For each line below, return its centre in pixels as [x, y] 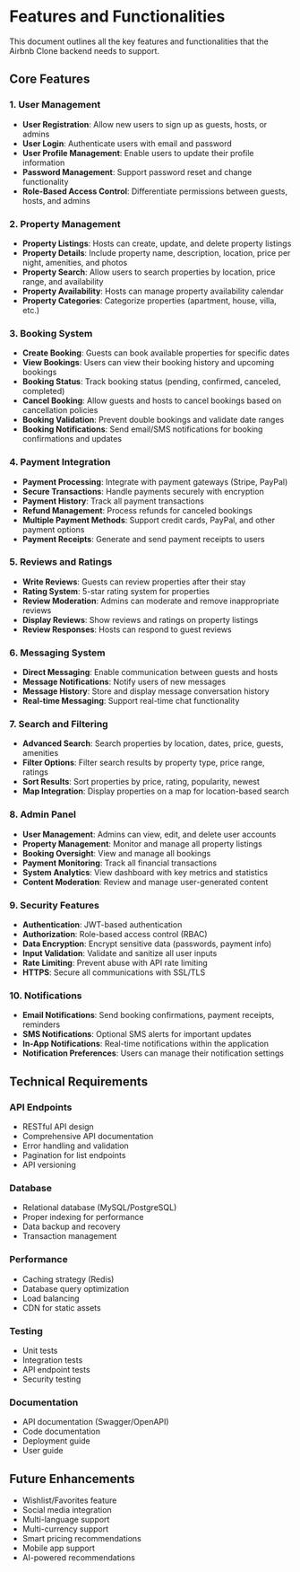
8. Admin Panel [43, 814]
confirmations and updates [72, 439]
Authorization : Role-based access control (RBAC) [115, 934]
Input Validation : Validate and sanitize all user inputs [120, 953]
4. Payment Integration [60, 462]
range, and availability [63, 281]
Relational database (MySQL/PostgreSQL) [99, 1208]
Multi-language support [66, 1519]
